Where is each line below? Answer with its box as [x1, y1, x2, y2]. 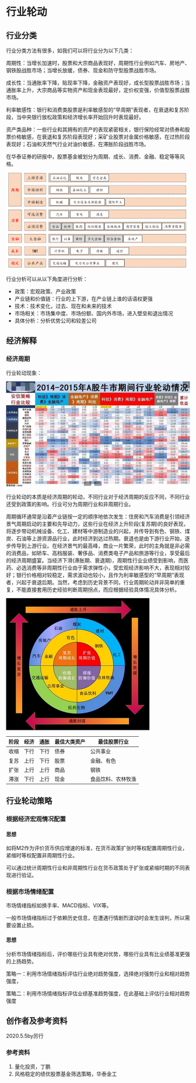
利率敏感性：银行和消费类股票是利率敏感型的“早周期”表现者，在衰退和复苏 [6, 106, 185, 113]
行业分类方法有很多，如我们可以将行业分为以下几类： [6, 47, 134, 54]
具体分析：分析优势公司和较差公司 [14, 317, 97, 325]
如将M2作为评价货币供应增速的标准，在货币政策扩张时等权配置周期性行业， [6, 844, 188, 851]
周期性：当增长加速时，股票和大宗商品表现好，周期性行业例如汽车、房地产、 [6, 60, 190, 66]
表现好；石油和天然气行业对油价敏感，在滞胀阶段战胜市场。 [6, 141, 149, 147]
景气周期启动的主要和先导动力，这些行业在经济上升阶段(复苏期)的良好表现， [6, 520, 189, 527]
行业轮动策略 [6, 796, 52, 806]
